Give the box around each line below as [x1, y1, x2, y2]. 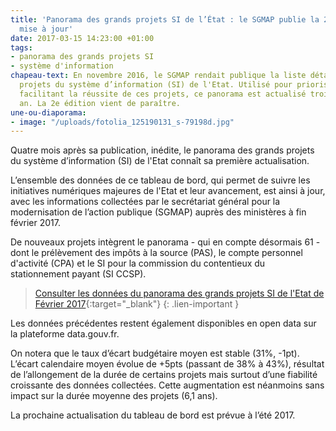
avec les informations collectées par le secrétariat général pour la [10, 196, 281, 208]
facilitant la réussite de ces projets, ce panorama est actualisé [19, 89, 307, 99]
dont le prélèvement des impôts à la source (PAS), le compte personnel [10, 247, 303, 259]
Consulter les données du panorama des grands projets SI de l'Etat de [34, 287, 325, 300]
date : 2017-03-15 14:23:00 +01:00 [10, 33, 155, 43]
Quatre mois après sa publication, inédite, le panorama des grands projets [10, 144, 315, 156]
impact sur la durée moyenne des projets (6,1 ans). [10, 390, 218, 402]
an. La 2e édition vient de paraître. [19, 98, 182, 108]
